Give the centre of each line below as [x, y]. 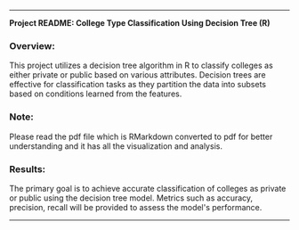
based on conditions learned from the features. [96, 94]
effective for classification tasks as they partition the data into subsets [138, 85]
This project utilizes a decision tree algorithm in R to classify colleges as [141, 66]
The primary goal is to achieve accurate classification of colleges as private [148, 188]
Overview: [32, 45]
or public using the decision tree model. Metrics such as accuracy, [131, 198]
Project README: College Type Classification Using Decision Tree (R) [140, 23]
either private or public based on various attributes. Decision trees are [137, 75]
